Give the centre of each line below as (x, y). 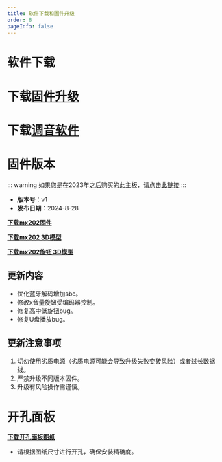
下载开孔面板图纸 (31, 437)
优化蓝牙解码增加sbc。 (49, 294)
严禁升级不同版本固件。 (50, 378)
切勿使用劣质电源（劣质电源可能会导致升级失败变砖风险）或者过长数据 (116, 361)
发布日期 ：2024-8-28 (48, 208)
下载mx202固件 (29, 222)
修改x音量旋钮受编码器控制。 (58, 302)
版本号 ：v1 (32, 199)
